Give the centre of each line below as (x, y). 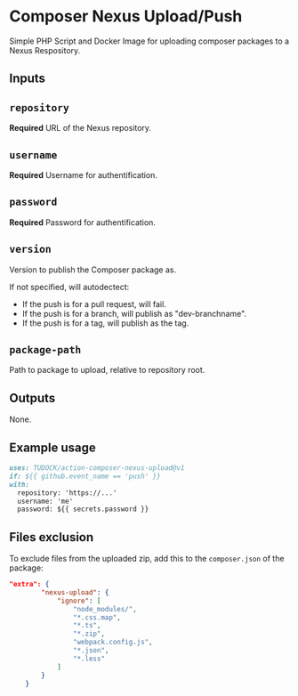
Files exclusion (52, 537)
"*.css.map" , (97, 617)
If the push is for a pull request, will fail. (94, 303)
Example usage (52, 447)
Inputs (28, 79)
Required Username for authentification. (84, 174)
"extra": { (29, 585)
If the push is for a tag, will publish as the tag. (105, 323)
